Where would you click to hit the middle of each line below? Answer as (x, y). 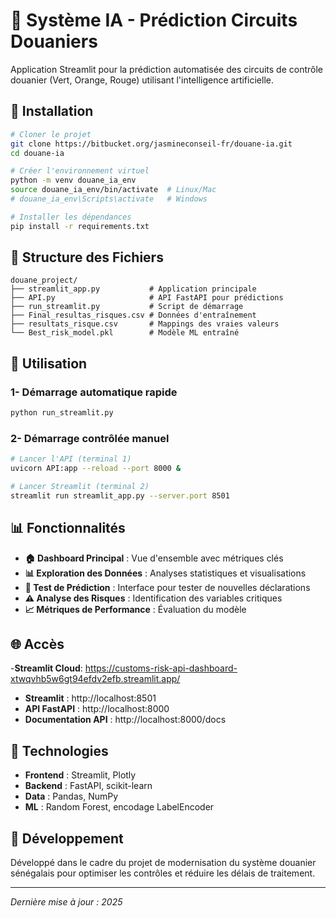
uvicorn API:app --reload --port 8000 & (96, 469)
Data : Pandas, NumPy (71, 796)
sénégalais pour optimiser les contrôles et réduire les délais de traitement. (163, 873)
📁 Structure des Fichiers (87, 257)
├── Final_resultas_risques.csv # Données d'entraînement (133, 315)
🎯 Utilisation (49, 363)
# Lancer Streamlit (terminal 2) (80, 487)
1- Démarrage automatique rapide (94, 392)
